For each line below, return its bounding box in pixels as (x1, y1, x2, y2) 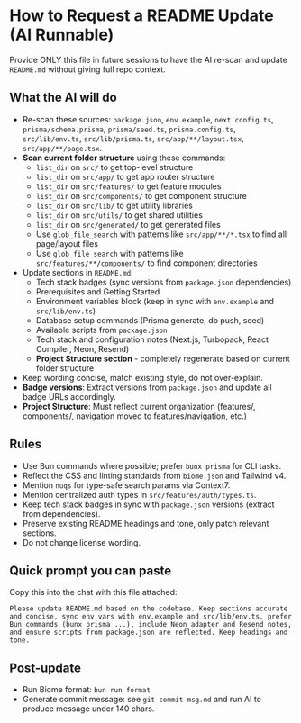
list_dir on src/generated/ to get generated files (35, 219, 221, 230)
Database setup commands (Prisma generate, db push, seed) (35, 314, 265, 325)
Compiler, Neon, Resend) (35, 343, 130, 354)
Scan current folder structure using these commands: (22, 152, 226, 163)
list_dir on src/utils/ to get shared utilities (35, 209, 203, 221)
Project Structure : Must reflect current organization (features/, (22, 401, 256, 411)
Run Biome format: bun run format (22, 684, 151, 695)
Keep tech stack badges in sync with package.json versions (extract (22, 499, 275, 510)
